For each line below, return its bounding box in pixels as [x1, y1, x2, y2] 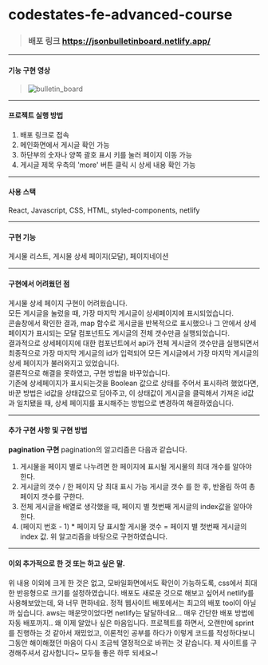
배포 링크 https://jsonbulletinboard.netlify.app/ [27, 36, 211, 47]
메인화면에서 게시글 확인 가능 [19, 140, 110, 149]
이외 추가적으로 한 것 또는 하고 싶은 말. [8, 559, 125, 568]
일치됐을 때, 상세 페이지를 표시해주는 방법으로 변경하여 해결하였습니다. [16, 398, 234, 408]
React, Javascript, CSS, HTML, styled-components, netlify [8, 205, 200, 215]
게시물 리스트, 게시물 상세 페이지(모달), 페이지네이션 [8, 252, 169, 261]
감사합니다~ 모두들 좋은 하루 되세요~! [42, 647, 158, 657]
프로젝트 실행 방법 [8, 110, 64, 121]
